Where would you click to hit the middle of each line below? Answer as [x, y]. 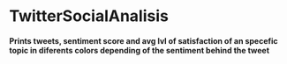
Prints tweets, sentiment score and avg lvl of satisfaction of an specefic [143, 40]
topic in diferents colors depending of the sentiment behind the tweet [140, 50]
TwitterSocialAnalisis [89, 16]
